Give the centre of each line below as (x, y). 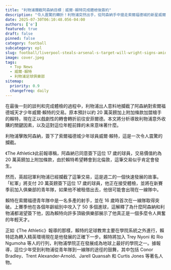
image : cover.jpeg (25, 57)
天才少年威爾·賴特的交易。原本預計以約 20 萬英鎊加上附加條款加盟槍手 (88, 112)
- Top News (21, 67)
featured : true (21, 29)
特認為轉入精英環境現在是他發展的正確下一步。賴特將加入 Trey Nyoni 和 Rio (84, 237)
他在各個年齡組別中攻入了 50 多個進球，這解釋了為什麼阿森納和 (94, 207)
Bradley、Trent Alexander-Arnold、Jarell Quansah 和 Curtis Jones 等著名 (82, 256)
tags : (11, 62)
